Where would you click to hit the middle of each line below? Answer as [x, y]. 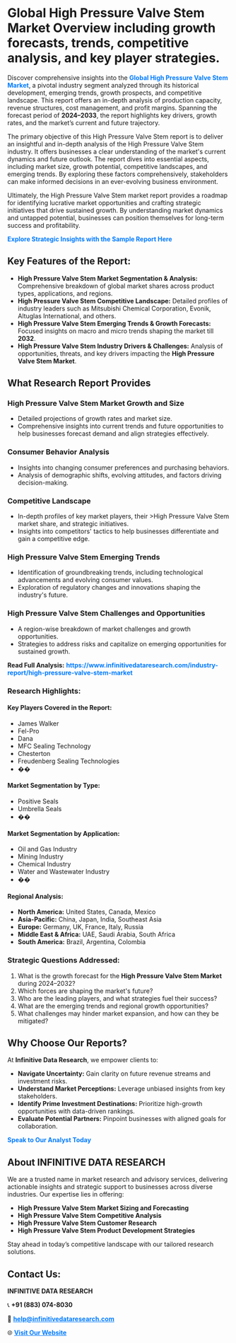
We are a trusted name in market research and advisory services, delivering [118, 1180]
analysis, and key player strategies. [114, 58]
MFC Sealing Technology [54, 746]
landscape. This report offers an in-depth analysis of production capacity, [115, 100]
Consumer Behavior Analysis [58, 452]
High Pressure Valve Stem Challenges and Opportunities [106, 613]
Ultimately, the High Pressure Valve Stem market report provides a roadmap [118, 195]
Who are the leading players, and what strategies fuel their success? [117, 998]
